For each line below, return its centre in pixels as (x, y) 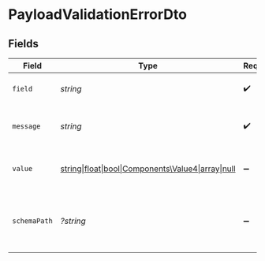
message (26, 127)
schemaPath (32, 221)
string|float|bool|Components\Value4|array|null (148, 169)
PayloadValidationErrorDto (98, 15)
